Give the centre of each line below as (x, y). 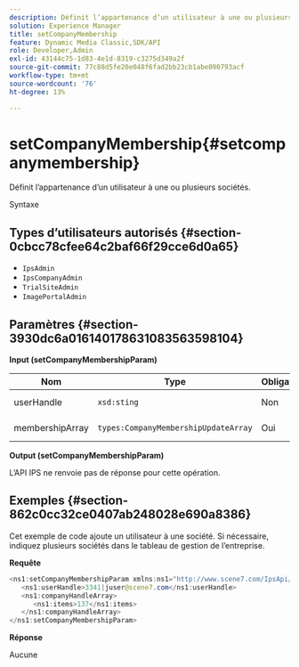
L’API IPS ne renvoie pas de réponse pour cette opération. (115, 473)
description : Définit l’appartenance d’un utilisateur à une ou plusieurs (151, 17)
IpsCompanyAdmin (52, 278)
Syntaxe (24, 205)
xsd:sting (118, 403)
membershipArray (51, 428)
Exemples (37, 501)
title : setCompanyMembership (63, 34)
